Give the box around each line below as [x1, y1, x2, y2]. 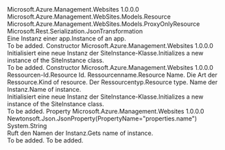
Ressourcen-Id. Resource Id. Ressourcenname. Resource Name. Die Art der [7, 71, 217, 79]
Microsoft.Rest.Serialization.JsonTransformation [7, 27, 143, 35]
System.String [7, 122, 47, 129]
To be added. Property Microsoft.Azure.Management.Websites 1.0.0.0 [7, 108, 204, 115]
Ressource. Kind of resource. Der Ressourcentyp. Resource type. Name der [7, 78, 218, 86]
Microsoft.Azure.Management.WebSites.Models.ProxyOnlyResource [7, 20, 200, 28]
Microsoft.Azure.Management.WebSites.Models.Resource [7, 12, 171, 21]
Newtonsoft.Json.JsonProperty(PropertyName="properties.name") [7, 114, 198, 123]
